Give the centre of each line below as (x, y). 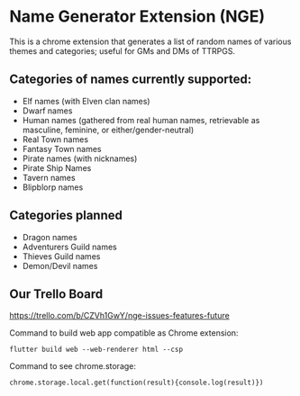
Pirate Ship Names (57, 167)
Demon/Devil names (60, 265)
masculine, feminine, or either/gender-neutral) (108, 130)
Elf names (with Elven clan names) (86, 101)
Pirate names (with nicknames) (80, 158)
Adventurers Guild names (69, 247)
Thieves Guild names (61, 256)
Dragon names (50, 237)
